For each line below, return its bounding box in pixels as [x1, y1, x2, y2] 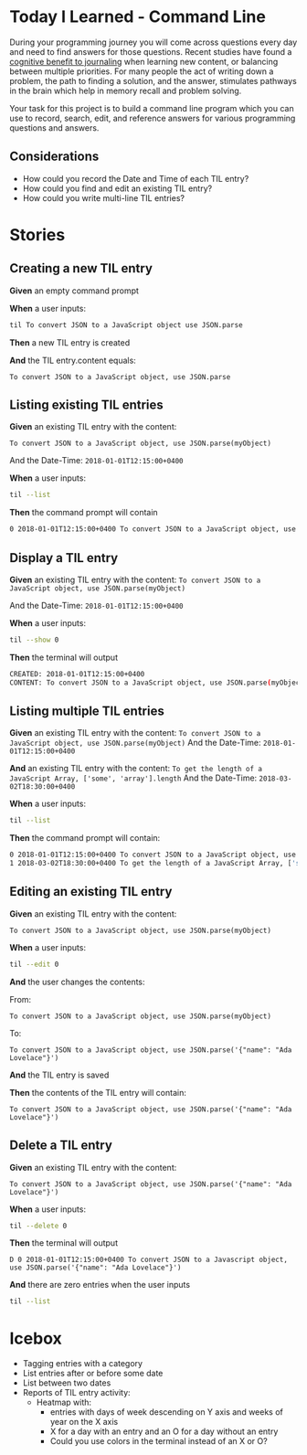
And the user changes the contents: [9, 976, 145, 987]
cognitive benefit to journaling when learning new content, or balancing [9, 56, 279, 67]
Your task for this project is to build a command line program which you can [9, 102, 294, 113]
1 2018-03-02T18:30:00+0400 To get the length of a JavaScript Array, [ [9, 859, 292, 868]
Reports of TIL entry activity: [22, 1387, 131, 1398]
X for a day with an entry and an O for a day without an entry [49, 1426, 279, 1437]
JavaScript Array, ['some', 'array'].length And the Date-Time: [9, 772, 258, 783]
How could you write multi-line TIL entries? [22, 192, 185, 203]
